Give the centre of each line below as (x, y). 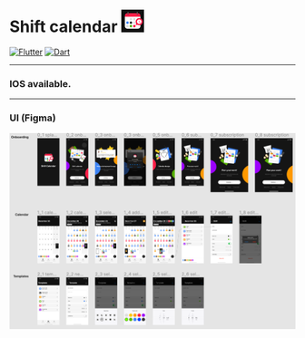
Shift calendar (64, 27)
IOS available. (40, 83)
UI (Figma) (33, 118)
